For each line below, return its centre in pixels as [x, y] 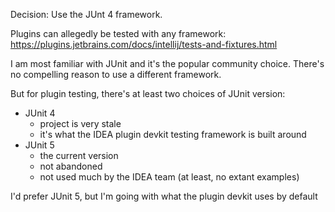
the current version [79, 155]
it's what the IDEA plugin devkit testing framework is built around [173, 134]
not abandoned [71, 166]
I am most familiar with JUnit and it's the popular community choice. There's [167, 63]
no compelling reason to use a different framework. [116, 74]
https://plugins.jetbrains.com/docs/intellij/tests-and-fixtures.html [144, 44]
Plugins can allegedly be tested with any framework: [118, 33]
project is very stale [80, 123]
